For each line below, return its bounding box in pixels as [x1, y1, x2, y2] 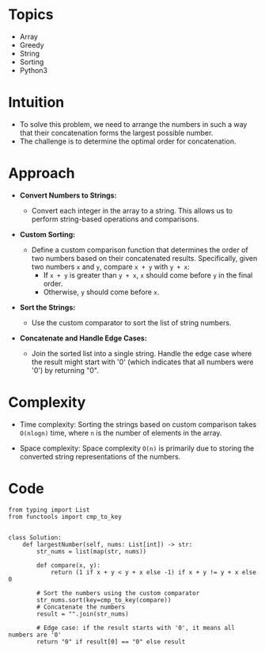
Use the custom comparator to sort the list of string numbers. [31, 317, 232, 327]
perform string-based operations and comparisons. [31, 214, 199, 224]
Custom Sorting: [19, 229, 76, 239]
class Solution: [8, 533, 62, 541]
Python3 [19, 65, 47, 75]
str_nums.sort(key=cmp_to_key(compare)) [36, 596, 172, 604]
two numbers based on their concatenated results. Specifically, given [31, 253, 258, 263]
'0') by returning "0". [31, 365, 99, 375]
